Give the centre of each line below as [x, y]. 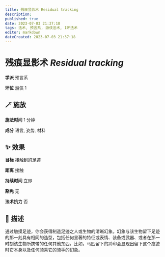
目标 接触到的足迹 [23, 160]
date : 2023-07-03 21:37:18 [33, 23]
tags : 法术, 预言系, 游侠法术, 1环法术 [41, 28]
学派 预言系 [16, 77]
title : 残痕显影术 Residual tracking [42, 10]
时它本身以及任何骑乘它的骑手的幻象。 [44, 250]
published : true [22, 19]
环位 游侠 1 [16, 88]
